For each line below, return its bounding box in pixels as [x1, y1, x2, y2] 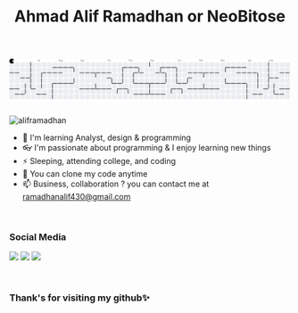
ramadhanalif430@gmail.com [21, 192, 131, 202]
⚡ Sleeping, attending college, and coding [21, 156, 177, 167]
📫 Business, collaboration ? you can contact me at [21, 178, 210, 189]
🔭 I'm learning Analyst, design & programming [21, 132, 192, 144]
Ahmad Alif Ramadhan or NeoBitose [13, 6, 286, 27]
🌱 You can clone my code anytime [21, 169, 148, 179]
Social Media [9, 230, 67, 243]
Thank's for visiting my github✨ [9, 292, 150, 304]
